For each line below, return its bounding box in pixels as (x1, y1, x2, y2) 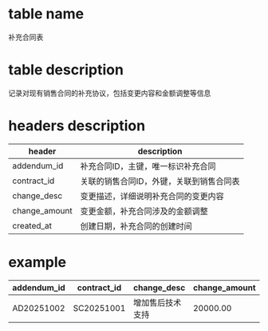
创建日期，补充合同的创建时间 (80, 221, 193, 232)
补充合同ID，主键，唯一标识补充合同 (80, 161, 217, 172)
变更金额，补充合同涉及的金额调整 (80, 205, 209, 217)
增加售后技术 (132, 297, 182, 308)
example (8, 253, 67, 271)
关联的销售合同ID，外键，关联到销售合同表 (80, 175, 241, 186)
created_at (12, 220, 53, 231)
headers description (8, 117, 146, 135)
